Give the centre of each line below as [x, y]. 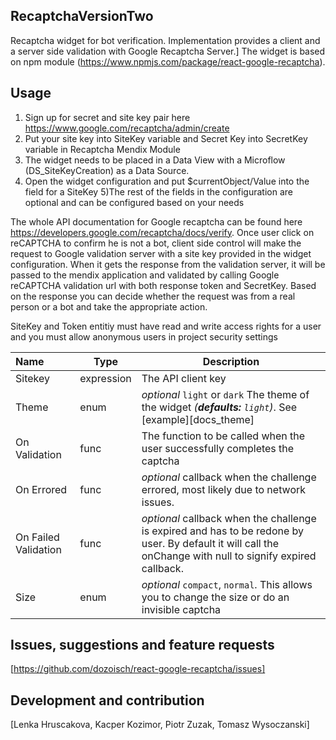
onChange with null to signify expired [229, 556]
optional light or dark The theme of [225, 394]
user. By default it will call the [210, 543]
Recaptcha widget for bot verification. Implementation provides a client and [165, 40]
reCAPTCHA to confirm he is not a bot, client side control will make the [156, 243]
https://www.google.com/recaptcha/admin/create [127, 128]
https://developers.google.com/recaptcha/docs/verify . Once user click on [162, 232]
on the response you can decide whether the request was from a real [153, 296]
